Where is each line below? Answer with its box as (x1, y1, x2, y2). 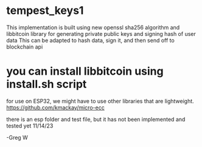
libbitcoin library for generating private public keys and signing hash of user (6, 30, 196, 37)
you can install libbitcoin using (6, 64, 164, 78)
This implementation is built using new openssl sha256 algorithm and (6, 24, 180, 31)
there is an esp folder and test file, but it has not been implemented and (6, 115, 186, 123)
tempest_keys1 (6, 4, 84, 18)
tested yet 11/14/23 (6, 122, 54, 129)
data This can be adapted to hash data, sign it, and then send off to (6, 36, 175, 44)
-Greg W (6, 134, 29, 141)
